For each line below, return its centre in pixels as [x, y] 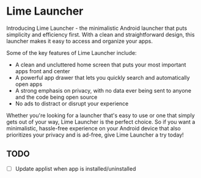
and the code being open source [56, 97]
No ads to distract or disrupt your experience [72, 103]
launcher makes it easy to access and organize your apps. [79, 41]
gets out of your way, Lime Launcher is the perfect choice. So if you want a [101, 122]
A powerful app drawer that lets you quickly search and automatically [103, 77]
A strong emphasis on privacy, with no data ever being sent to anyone [103, 90]
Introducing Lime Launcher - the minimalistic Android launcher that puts [97, 28]
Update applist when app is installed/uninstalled [75, 168]
